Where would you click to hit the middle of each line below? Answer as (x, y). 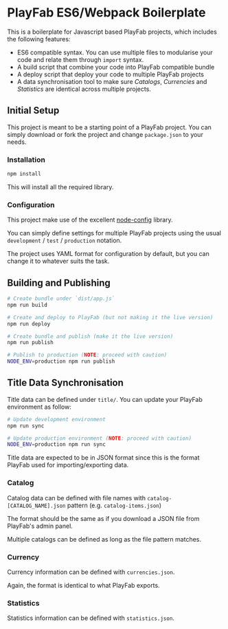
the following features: (39, 39)
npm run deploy (29, 324)
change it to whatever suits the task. (58, 261)
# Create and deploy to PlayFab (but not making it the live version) (110, 317)
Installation (26, 160)
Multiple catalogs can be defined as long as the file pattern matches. (104, 539)
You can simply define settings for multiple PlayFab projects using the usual (114, 233)
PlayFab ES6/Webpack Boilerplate (106, 13)
